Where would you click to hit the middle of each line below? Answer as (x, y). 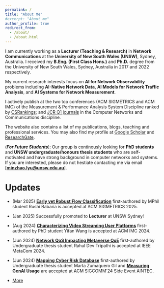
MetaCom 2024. (29, 251)
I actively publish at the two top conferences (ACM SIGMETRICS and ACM (80, 101)
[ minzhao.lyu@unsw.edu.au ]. (36, 167)
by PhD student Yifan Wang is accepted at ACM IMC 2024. (91, 231)
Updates (23, 188)
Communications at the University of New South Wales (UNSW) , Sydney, (81, 56)
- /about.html (24, 37)
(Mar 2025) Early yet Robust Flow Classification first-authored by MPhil (86, 201)
